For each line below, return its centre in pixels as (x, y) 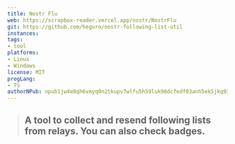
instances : (23, 33)
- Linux (19, 59)
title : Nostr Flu (33, 14)
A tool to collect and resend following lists (117, 120)
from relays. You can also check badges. (115, 131)
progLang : (22, 79)
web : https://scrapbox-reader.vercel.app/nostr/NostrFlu (92, 20)
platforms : (23, 53)
